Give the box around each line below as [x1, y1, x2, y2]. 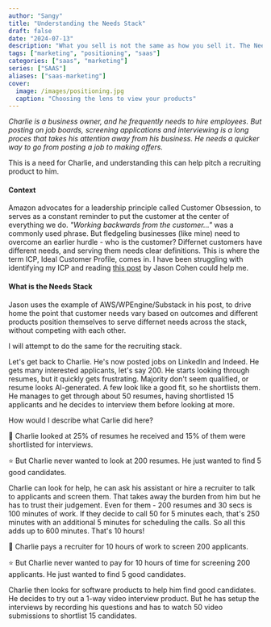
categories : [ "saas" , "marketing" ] [8, 57, 128, 65]
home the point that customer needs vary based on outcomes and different [8, 308, 258, 318]
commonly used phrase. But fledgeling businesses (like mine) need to [8, 229, 240, 238]
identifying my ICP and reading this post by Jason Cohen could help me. [8, 263, 248, 273]
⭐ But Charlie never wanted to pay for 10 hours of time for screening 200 [8, 558, 251, 567]
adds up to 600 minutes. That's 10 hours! [8, 526, 145, 536]
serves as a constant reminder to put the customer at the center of [8, 212, 230, 221]
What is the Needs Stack [8, 282, 93, 292]
